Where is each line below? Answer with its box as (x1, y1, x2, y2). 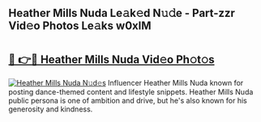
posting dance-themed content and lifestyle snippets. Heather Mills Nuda (8, 87, 254, 96)
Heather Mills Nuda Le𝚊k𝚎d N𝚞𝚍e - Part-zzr (8, 6, 235, 20)
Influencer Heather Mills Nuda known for (108, 78, 244, 87)
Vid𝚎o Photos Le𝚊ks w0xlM (8, 19, 152, 33)
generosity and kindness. (8, 104, 93, 114)
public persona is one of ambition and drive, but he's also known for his (8, 96, 247, 105)
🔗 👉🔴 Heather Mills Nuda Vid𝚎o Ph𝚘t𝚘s (8, 53, 215, 66)
